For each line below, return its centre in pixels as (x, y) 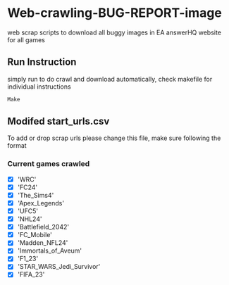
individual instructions (39, 87)
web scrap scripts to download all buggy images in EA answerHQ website (114, 32)
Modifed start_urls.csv (58, 121)
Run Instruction (42, 62)
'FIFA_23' (31, 274)
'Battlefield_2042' (43, 227)
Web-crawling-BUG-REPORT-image (114, 13)
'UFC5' (28, 211)
